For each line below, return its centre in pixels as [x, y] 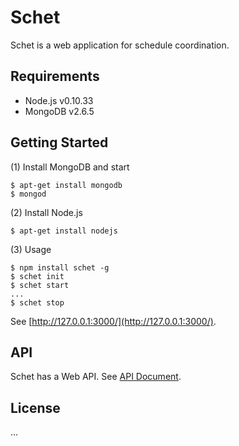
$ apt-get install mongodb [66, 185]
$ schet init [37, 276]
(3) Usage [31, 249]
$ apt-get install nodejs [64, 231]
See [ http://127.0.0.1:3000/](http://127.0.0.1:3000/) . [113, 321]
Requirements [55, 76]
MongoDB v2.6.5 [59, 111]
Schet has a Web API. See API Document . [96, 377]
